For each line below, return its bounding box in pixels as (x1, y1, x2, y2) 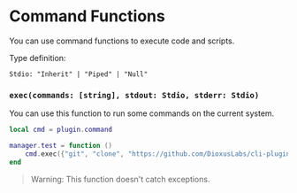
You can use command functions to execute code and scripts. (9, 35, 235, 46)
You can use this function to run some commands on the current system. (9, 108, 275, 119)
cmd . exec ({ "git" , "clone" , (25, 149, 125, 158)
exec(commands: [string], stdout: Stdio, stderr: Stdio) (9, 90, 260, 100)
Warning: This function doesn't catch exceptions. (30, 174, 210, 184)
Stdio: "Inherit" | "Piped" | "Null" (9, 69, 148, 79)
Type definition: (9, 52, 66, 63)
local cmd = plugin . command (9, 126, 113, 135)
